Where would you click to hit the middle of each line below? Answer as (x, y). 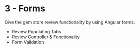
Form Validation (28, 42)
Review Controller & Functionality (46, 37)
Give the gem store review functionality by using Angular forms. (70, 22)
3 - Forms (25, 9)
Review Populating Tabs (36, 31)
